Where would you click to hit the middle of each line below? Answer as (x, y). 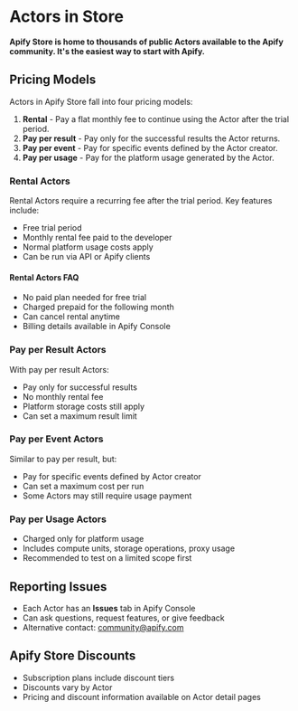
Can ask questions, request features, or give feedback (124, 618)
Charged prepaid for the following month (98, 307)
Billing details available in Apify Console (97, 327)
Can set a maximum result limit (79, 416)
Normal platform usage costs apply (88, 247)
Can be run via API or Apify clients (86, 257)
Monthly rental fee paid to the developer (97, 238)
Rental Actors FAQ (44, 277)
